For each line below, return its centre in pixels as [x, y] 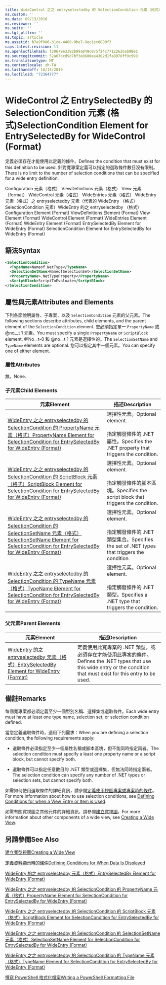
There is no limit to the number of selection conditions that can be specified [82, 173]
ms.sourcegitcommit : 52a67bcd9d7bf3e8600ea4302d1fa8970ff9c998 [72, 56]
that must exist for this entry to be [116, 674]
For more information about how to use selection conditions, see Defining [80, 796]
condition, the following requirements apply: [50, 738]
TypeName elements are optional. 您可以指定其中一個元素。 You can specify [80, 345]
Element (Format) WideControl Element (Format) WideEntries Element [76, 218]
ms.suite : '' [19, 28]
